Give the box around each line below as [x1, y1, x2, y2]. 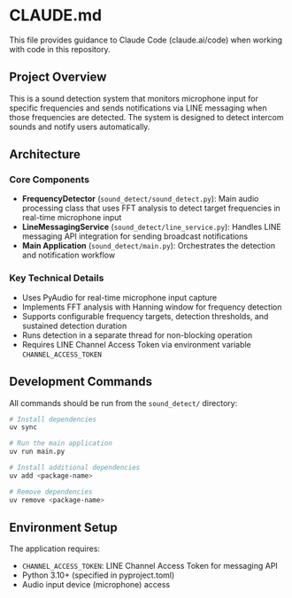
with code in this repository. [9, 43, 111, 54]
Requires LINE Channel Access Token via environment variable [21, 339, 252, 349]
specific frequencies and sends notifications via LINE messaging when [9, 103, 267, 113]
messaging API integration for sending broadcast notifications [21, 231, 249, 241]
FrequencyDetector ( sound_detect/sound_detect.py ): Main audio [21, 194, 259, 204]
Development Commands [9, 374, 153, 389]
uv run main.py [9, 448, 65, 456]
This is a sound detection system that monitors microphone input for [9, 93, 258, 103]
